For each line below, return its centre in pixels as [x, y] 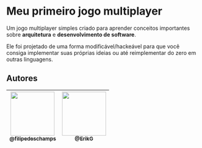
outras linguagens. [30, 59]
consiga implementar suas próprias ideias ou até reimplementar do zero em [101, 52]
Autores [22, 78]
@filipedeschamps [33, 139]
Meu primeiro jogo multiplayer [85, 11]
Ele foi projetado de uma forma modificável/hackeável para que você [93, 46]
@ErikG [84, 139]
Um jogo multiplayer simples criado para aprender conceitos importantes [98, 28]
